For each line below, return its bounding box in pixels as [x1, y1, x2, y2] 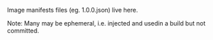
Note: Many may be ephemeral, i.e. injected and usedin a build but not [7, 19, 206, 27]
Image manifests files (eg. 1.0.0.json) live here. [7, 6, 139, 14]
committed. [7, 27, 40, 34]
